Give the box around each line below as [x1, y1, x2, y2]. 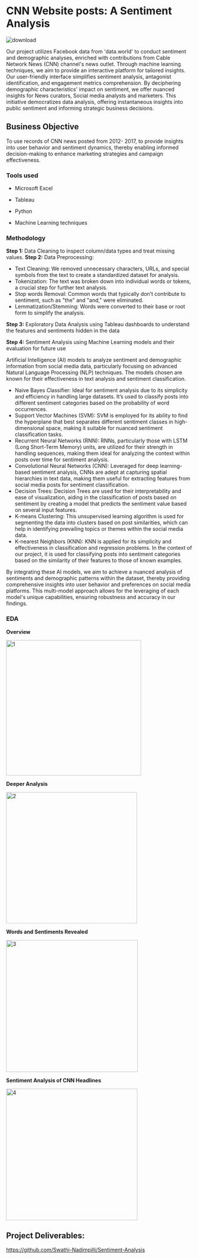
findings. [6, 600, 28, 607]
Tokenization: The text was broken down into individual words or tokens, [14, 278, 191, 285]
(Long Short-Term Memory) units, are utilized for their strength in [14, 444, 173, 451]
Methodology [6, 234, 46, 242]
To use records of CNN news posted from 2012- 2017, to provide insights [6, 138, 184, 145]
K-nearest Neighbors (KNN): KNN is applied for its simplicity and [14, 538, 172, 545]
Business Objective [6, 122, 79, 132]
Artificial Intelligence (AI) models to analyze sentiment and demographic [6, 356, 182, 364]
